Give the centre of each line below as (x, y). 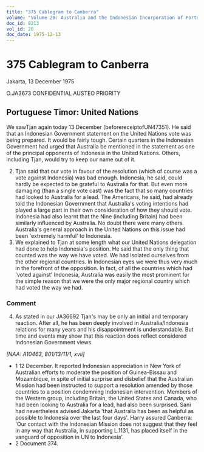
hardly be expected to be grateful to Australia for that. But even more (101, 184)
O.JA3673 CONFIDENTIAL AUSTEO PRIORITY (63, 93)
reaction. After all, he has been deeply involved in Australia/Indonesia (102, 323)
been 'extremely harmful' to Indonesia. (63, 235)
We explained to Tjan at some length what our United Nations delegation (106, 242)
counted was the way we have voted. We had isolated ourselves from (102, 255)
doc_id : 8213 (23, 23)
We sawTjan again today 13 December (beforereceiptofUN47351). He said (99, 127)
